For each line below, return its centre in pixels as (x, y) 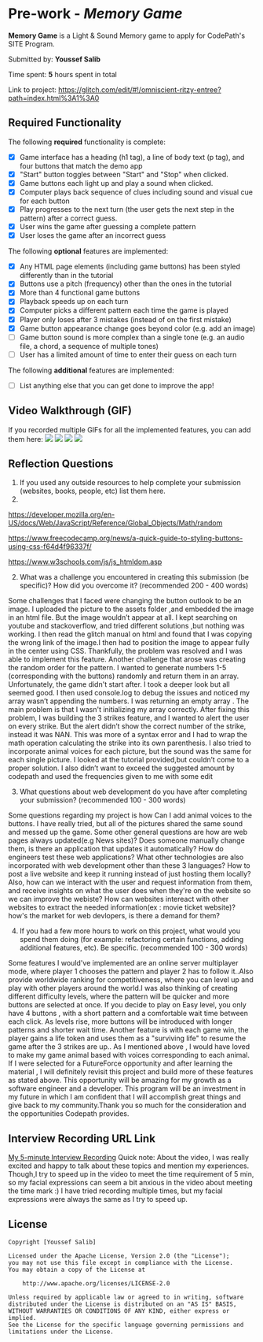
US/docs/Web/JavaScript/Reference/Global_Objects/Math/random (115, 523)
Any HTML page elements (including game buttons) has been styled (130, 267)
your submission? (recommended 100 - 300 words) (102, 800)
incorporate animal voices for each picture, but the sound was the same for (130, 751)
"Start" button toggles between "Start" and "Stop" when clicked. (124, 174)
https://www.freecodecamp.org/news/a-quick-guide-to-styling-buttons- (126, 538)
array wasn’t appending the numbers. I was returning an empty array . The (129, 701)
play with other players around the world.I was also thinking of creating (123, 988)
